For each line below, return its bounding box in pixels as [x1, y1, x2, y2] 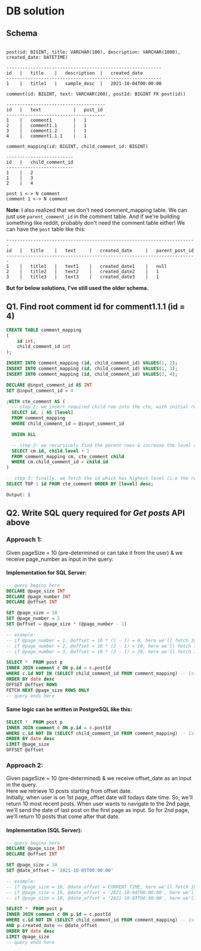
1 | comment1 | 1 [6, 117, 87, 123]
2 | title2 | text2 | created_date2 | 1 [6, 268, 160, 274]
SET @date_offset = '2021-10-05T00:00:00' [6, 868, 114, 874]
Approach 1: [6, 535, 42, 544]
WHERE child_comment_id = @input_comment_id [11, 421, 124, 427]
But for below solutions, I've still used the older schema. [6, 285, 149, 291]
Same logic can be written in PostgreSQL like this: [6, 706, 133, 713]
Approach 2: [6, 761, 44, 769]
